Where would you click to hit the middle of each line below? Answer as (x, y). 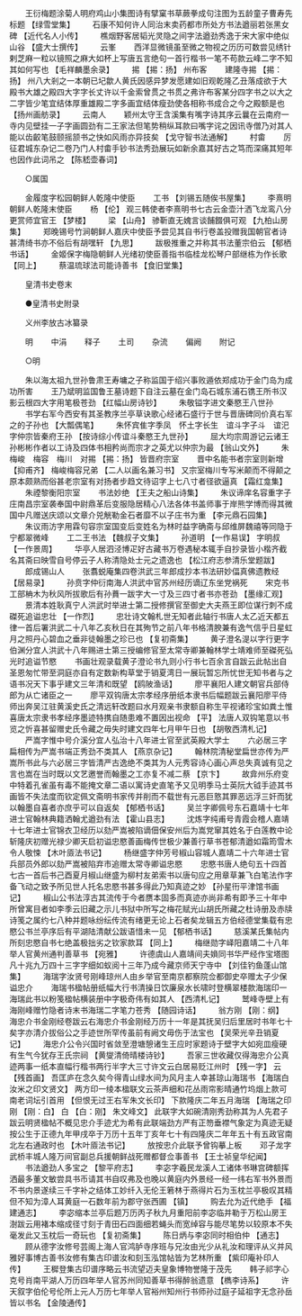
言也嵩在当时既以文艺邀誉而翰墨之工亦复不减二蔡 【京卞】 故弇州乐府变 (149, 774)
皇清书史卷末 (49, 284)
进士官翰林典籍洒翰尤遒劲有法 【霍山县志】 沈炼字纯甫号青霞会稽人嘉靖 (149, 819)
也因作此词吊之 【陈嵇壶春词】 (66, 159)
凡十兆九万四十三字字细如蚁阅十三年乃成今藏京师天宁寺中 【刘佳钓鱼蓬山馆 (148, 965)
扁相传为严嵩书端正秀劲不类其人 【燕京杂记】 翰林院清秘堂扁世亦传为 (145, 751)
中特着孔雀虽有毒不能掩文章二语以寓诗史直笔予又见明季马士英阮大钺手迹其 (147, 785)
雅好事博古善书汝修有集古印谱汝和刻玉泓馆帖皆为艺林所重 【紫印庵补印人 (144, 1257)
